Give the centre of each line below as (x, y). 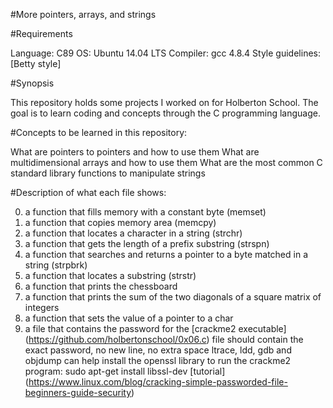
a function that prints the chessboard (101, 286)
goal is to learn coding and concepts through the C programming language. (165, 113)
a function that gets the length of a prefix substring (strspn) (147, 243)
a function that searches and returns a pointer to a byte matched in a (166, 254)
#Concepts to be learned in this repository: (99, 132)
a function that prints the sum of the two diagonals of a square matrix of (173, 297)
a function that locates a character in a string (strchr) (133, 233)
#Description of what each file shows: (88, 192)
